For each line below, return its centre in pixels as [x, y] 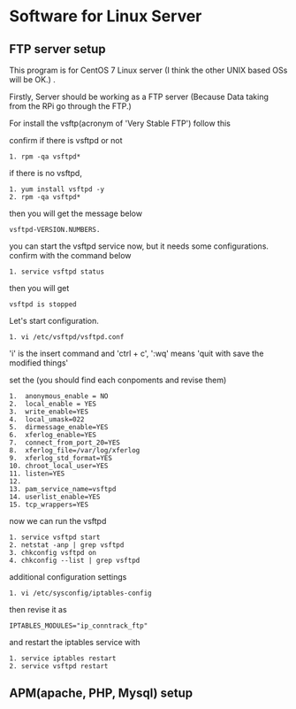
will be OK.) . [32, 80]
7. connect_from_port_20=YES [65, 443]
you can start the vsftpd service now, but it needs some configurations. [139, 246]
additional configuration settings [68, 577]
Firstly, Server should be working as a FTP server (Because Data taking [139, 96]
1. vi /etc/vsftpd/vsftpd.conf [67, 337]
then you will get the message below [76, 213]
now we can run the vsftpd [58, 521]
